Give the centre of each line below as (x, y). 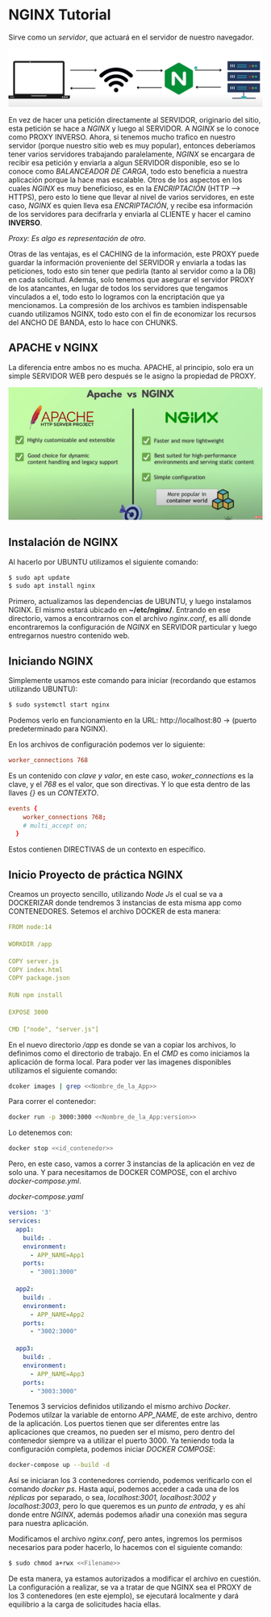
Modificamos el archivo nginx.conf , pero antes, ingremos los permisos (125, 1539)
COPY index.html (35, 969)
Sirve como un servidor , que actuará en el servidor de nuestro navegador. (131, 37)
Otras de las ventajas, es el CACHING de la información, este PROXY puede (134, 254)
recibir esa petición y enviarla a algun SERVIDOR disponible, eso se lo (124, 163)
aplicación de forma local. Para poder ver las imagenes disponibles (120, 1061)
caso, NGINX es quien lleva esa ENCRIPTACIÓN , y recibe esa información (131, 206)
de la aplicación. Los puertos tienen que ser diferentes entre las (114, 1423)
